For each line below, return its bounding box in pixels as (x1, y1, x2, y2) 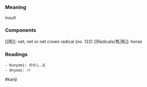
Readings (5, 51, 28, 58)
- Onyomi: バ (5, 68, 30, 72)
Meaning (5, 4, 27, 11)
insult (5, 15, 16, 21)
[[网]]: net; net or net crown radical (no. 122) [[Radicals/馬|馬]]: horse (5, 38, 143, 44)
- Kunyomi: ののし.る (5, 62, 46, 68)
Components (5, 27, 36, 34)
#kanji (5, 76, 17, 82)
